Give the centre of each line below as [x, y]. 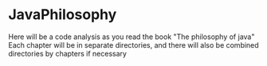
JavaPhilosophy [63, 15]
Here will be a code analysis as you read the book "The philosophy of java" [132, 37]
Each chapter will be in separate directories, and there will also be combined [133, 45]
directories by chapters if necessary [68, 53]
